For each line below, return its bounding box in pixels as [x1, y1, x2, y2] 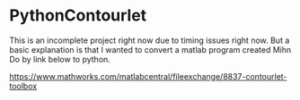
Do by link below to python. [9, 54, 110, 64]
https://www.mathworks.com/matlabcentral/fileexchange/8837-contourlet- [9, 71, 287, 81]
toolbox [9, 80, 38, 91]
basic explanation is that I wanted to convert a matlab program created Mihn [9, 44, 292, 54]
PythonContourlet [9, 5, 147, 26]
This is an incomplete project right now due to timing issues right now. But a [9, 35, 290, 46]
